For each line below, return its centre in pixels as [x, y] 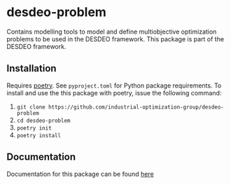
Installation [31, 68]
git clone [31, 107]
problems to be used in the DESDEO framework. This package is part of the [115, 39]
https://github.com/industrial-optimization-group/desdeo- [136, 107]
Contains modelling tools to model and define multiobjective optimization [112, 32]
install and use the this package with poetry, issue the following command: [114, 92]
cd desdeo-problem [43, 121]
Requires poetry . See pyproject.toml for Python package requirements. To [114, 85]
